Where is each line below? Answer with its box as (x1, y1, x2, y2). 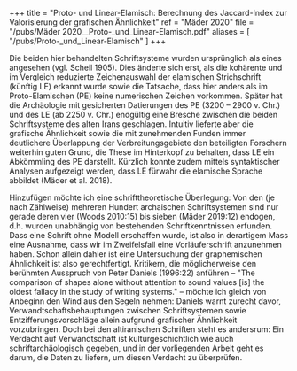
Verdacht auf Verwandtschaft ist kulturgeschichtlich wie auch (9, 334, 234, 344)
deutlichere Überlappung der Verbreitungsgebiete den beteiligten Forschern (9, 137, 288, 148)
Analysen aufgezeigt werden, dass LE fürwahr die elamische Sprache (9, 166, 263, 176)
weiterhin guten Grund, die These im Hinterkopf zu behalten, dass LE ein (9, 147, 275, 158)
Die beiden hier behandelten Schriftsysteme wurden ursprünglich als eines (9, 53, 282, 63)
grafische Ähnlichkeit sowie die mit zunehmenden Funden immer (9, 128, 246, 138)
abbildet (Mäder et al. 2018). (9, 175, 113, 185)
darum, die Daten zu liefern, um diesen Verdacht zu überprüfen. (9, 352, 243, 362)
